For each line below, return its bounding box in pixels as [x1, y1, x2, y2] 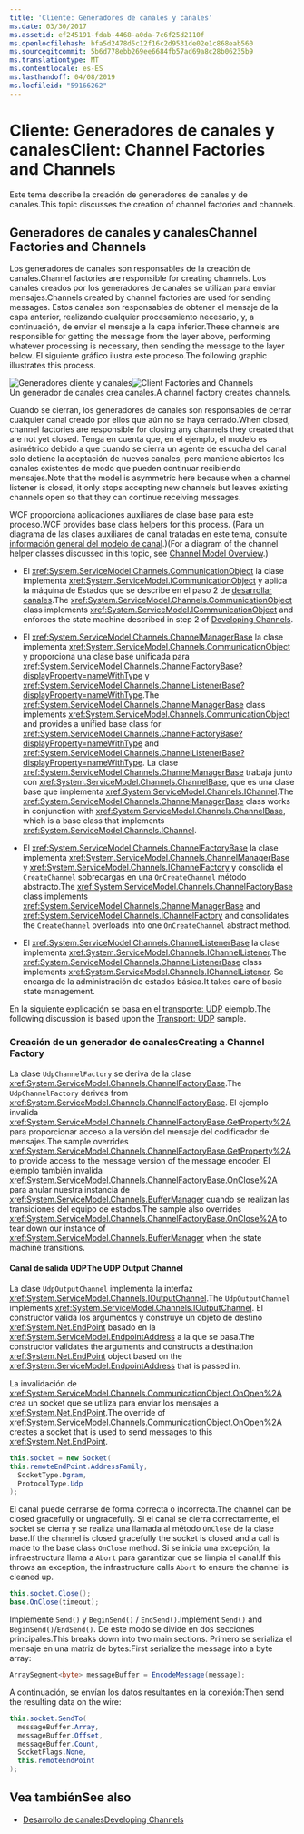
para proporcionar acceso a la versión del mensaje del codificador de [9, 1125, 270, 1137]
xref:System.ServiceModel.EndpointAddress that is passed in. [9, 1360, 241, 1371]
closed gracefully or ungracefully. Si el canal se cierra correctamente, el [9, 1514, 279, 1525]
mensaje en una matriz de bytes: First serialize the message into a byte [9, 1643, 273, 1654]
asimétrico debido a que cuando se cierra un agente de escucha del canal [9, 443, 288, 455]
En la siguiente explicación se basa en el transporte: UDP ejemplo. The [9, 1003, 271, 1014]
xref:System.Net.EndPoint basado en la [9, 1321, 156, 1333]
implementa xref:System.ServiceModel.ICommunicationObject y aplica [22, 575, 288, 587]
